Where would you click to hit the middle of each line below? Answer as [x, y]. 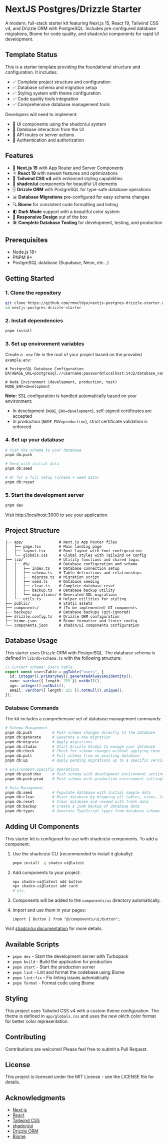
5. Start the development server [44, 495]
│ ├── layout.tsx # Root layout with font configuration [73, 551]
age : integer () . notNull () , [38, 686]
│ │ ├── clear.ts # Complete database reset [60, 586]
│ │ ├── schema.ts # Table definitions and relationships [73, 573]
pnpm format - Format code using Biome [53, 983]
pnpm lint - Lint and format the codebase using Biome [68, 972]
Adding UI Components [42, 827]
